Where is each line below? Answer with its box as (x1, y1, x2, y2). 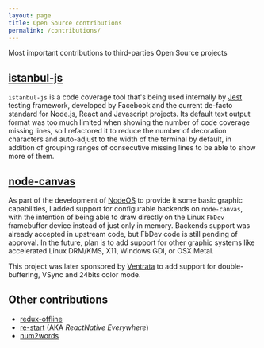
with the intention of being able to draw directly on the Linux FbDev (8, 212, 224, 222)
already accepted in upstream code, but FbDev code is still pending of (8, 230, 238, 238)
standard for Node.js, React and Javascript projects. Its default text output (8, 109, 251, 119)
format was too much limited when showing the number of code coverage (8, 118, 251, 127)
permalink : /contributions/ (8, 26, 101, 34)
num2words (19, 331, 59, 340)
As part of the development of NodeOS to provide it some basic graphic (8, 195, 243, 205)
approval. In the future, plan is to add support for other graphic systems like (8, 238, 255, 247)
